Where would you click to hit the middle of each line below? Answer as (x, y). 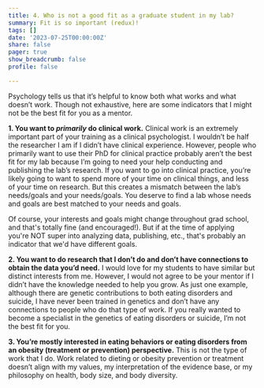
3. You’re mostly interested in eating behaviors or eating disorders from (128, 341)
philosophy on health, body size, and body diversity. (93, 375)
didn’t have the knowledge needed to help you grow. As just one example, (128, 284)
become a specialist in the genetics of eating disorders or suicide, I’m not (127, 318)
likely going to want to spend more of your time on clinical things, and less (129, 178)
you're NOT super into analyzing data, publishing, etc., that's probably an (127, 235)
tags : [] (22, 30)
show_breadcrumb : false (47, 60)
